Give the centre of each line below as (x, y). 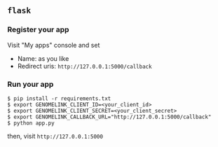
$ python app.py (31, 123)
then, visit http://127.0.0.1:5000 (55, 136)
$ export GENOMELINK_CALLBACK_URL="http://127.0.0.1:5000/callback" (109, 117)
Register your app (38, 29)
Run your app (30, 84)
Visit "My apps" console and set (54, 45)
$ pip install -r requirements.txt (59, 98)
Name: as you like (43, 58)
